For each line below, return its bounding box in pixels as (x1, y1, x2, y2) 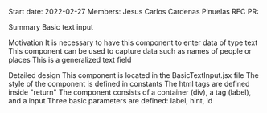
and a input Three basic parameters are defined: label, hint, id (8, 96, 213, 105)
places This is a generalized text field (8, 55, 132, 64)
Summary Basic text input (8, 22, 94, 31)
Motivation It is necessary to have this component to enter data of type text (8, 38, 258, 47)
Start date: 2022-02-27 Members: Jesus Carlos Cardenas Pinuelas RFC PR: (8, 7, 259, 16)
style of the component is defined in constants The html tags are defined (8, 79, 250, 88)
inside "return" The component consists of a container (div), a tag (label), (8, 87, 252, 97)
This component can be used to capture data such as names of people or (8, 46, 252, 55)
